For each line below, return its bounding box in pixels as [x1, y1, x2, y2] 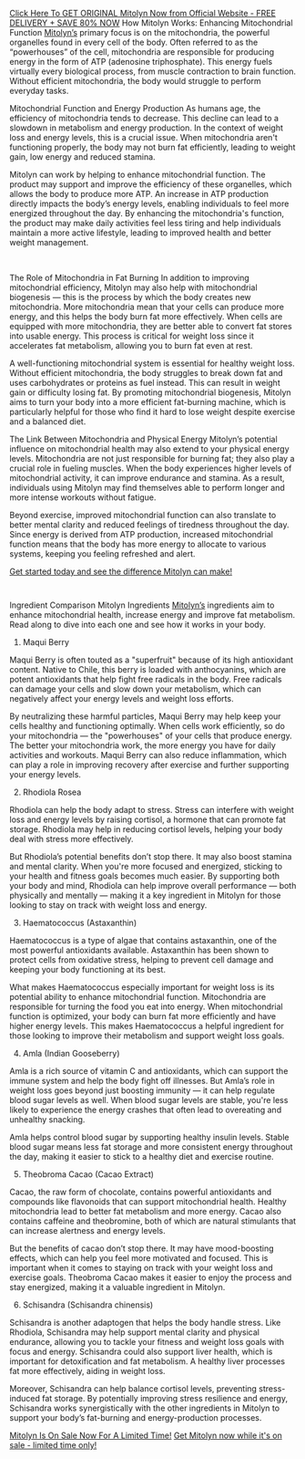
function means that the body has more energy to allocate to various [9, 538, 267, 549]
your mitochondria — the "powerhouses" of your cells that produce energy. [9, 730, 293, 741]
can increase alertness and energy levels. [9, 1225, 166, 1235]
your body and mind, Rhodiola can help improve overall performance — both [9, 881, 297, 891]
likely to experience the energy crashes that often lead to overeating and [9, 1104, 282, 1115]
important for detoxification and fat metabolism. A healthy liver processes [9, 1356, 285, 1367]
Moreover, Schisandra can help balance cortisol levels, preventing [9, 1383, 258, 1394]
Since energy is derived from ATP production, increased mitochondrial [9, 529, 273, 539]
